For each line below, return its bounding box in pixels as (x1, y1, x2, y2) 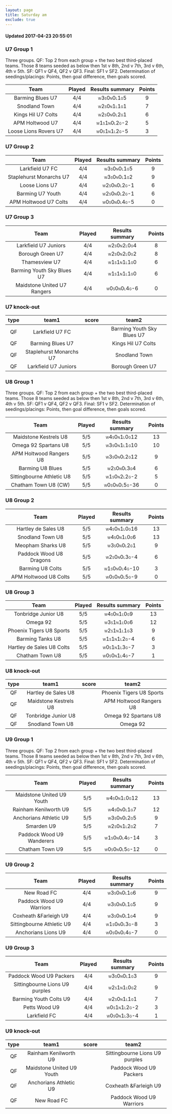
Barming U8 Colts (19, 564, 62, 572)
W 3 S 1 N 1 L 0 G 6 (104, 619, 133, 626)
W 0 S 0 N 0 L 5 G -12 (104, 846, 140, 853)
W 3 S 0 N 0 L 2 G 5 (107, 814, 137, 821)
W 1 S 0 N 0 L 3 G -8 (105, 920, 138, 928)
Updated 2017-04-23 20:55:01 (5, 33, 72, 39)
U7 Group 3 (5, 214, 34, 221)
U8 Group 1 (5, 379, 33, 386)
